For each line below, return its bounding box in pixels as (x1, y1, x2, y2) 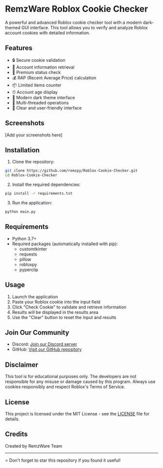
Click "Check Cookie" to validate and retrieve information (12, 304, 127, 310)
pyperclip (19, 267, 38, 272)
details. (5, 416, 20, 422)
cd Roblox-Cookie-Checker (5, 173, 57, 178)
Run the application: (12, 200, 52, 205)
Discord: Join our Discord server (12, 342, 78, 347)
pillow (19, 256, 32, 262)
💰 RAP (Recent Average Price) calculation (12, 74, 97, 81)
